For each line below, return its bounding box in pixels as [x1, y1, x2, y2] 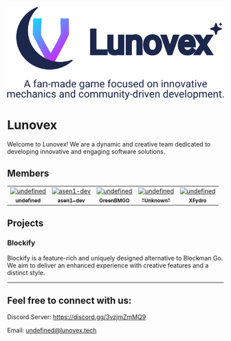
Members [7, 167, 49, 179]
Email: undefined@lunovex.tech [7, 327, 97, 335]
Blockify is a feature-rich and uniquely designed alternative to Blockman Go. [7, 254, 223, 262]
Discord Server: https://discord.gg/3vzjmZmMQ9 [7, 313, 146, 321]
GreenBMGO [99, 197, 130, 204]
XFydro [188, 197, 207, 204]
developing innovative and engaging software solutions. [7, 148, 166, 156]
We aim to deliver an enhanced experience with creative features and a [7, 261, 209, 269]
